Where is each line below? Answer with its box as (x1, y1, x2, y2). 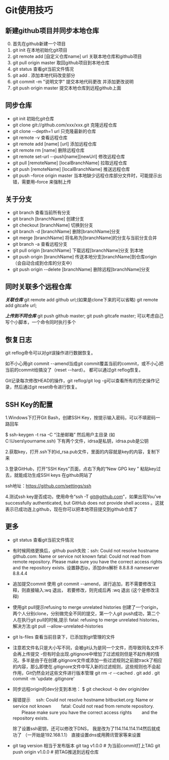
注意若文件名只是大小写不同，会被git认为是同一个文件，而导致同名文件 (12, 644, 160, 650)
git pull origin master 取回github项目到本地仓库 (12, 60, 110, 66)
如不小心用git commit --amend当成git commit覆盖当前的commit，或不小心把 (5, 361, 164, 367)
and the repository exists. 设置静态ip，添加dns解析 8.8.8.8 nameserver (12, 564, 160, 570)
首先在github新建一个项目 (12, 41, 66, 47)
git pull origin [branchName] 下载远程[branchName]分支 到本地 (12, 247, 144, 253)
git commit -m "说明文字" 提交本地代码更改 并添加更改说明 (12, 79, 134, 84)
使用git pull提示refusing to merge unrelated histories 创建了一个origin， (12, 604, 161, 610)
